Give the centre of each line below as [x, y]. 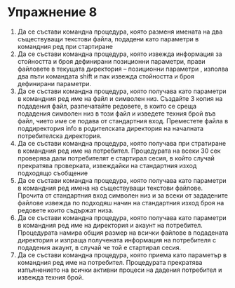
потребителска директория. [59, 136]
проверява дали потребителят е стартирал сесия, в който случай [116, 158]
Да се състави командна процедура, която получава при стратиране [122, 143]
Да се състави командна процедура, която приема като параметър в [122, 255]
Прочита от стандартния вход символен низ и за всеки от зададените [122, 195]
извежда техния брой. [51, 277]
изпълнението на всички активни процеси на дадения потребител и [120, 270]
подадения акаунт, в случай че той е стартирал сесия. [99, 247]
